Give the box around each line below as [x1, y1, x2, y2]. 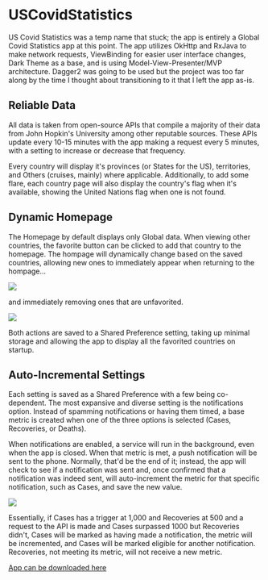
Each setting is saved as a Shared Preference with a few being [8, 390, 216, 399]
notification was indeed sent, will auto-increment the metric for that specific [8, 474, 260, 483]
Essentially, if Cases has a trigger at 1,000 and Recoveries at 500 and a [8, 513, 244, 523]
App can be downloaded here [8, 563, 107, 573]
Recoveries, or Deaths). [8, 424, 87, 433]
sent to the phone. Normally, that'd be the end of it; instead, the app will [8, 457, 247, 466]
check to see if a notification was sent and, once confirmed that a [8, 465, 226, 475]
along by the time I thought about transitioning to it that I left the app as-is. [8, 75, 255, 85]
